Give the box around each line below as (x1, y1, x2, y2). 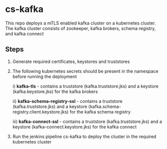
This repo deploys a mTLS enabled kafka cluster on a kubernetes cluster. (5, 20, 156, 26)
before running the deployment (12, 73, 77, 79)
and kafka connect (5, 30, 44, 36)
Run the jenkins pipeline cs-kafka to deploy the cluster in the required (12, 133, 156, 139)
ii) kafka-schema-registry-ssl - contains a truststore (12, 98, 123, 104)
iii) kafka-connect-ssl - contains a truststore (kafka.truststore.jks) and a (12, 118, 162, 124)
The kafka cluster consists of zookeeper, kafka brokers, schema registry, (5, 25, 156, 31)
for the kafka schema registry (69, 108, 131, 114)
